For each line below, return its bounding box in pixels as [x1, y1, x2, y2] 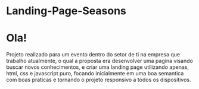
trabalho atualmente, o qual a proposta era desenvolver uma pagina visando [6, 58, 194, 65]
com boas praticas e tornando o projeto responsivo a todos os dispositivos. [6, 76, 191, 84]
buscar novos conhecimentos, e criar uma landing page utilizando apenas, [6, 63, 189, 71]
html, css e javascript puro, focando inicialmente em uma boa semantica [6, 70, 184, 77]
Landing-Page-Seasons [6, 4, 126, 18]
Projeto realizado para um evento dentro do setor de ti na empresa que [6, 51, 181, 58]
